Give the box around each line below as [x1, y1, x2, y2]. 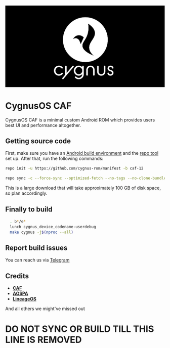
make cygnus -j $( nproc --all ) [10, 230, 73, 235]
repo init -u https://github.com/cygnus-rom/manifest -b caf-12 [5, 166, 144, 171]
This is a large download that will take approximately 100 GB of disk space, [5, 185, 161, 191]
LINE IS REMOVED [5, 334, 82, 345]
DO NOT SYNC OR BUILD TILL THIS [5, 323, 154, 335]
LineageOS [12, 296, 36, 302]
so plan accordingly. [5, 190, 48, 196]
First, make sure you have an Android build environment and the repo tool [5, 150, 158, 156]
